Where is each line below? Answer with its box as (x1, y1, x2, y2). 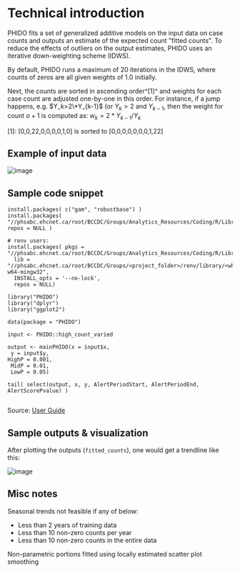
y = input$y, (10, 350, 50, 357)
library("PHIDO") (7, 294, 59, 301)
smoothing (7, 557, 39, 566)
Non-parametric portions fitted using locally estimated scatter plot (7, 549, 202, 558)
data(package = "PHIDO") (7, 319, 81, 326)
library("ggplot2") (7, 306, 66, 314)
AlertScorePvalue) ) (7, 387, 69, 394)
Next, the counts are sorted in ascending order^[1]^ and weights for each (7, 86, 222, 95)
